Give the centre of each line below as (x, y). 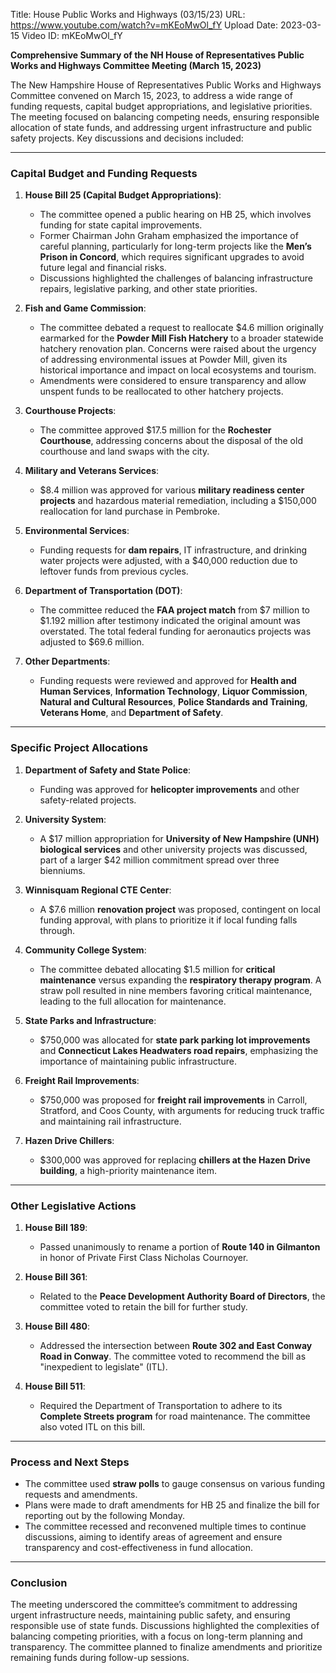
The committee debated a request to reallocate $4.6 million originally (181, 328)
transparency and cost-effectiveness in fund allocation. (139, 1548)
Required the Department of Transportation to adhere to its (161, 1405)
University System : (65, 819)
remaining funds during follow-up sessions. (100, 1658)
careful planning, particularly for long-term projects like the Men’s (175, 246)
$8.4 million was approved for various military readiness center (172, 490)
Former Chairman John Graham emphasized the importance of (169, 236)
